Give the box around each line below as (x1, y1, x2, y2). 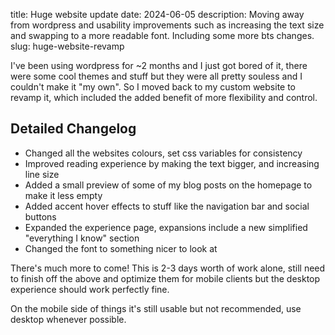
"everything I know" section (24, 232, 140, 244)
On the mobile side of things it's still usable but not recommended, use (10, 302, 302, 314)
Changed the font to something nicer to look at (24, 242, 218, 254)
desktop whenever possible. (10, 313, 127, 325)
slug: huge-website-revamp (10, 40, 125, 52)
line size (24, 168, 60, 180)
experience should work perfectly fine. (10, 283, 170, 295)
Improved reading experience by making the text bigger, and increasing (24, 157, 320, 169)
